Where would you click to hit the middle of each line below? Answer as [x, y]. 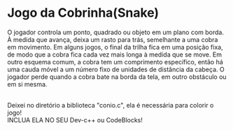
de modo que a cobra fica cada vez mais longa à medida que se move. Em [115, 55]
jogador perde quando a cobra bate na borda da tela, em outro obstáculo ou [117, 77]
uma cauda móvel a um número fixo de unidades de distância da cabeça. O [116, 69]
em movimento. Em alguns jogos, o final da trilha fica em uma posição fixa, [115, 47]
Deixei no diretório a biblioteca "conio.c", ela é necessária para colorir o [111, 105]
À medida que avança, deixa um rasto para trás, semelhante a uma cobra [113, 39]
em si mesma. [27, 84]
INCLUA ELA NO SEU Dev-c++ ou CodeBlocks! [75, 120]
